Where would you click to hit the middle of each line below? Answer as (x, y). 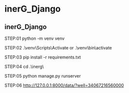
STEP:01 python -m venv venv (35, 38)
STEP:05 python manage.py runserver (43, 76)
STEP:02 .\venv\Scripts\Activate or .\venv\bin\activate (58, 48)
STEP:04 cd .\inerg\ (24, 67)
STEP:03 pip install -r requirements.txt (43, 57)
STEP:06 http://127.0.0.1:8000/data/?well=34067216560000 (64, 85)
